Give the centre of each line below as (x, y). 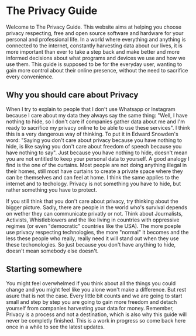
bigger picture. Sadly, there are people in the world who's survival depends (97, 207)
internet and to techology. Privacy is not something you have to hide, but (94, 183)
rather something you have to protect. (52, 190)
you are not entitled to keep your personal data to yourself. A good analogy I (98, 158)
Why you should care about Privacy (72, 95)
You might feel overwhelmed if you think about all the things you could (91, 283)
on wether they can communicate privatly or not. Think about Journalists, (94, 213)
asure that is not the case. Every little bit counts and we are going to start (94, 296)
